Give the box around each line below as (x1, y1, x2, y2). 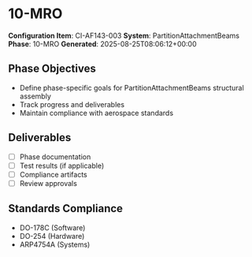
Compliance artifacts (19, 169, 88, 179)
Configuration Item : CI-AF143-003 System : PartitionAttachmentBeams (8, 31, 240, 40)
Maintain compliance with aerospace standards (19, 108, 174, 117)
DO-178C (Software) (19, 222, 86, 233)
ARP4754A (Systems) (19, 240, 91, 249)
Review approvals (19, 178, 77, 188)
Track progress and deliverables (19, 99, 124, 109)
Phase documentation (19, 151, 91, 162)
